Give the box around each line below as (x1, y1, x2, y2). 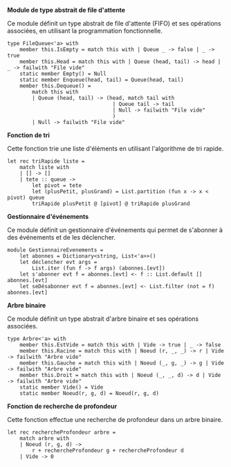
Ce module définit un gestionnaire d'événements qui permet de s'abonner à (7, 226, 223, 234)
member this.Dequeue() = (19, 82, 91, 89)
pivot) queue (7, 194, 45, 201)
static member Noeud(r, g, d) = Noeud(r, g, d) (19, 390, 159, 397)
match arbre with (19, 435, 70, 442)
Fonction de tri (7, 131, 50, 139)
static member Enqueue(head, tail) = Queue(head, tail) (19, 76, 185, 83)
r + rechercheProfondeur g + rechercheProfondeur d (32, 447, 185, 454)
